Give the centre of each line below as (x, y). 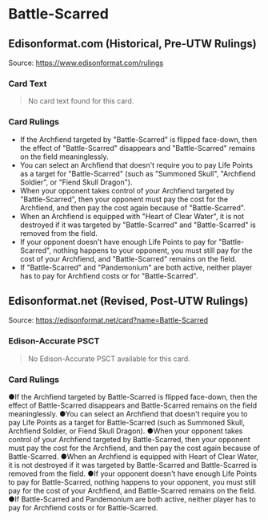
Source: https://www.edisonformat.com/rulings (86, 63)
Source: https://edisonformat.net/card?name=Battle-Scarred (108, 320)
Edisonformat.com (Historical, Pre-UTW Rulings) (133, 44)
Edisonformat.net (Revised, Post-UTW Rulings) (128, 301)
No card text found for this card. (81, 101)
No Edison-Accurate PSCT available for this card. (109, 359)
